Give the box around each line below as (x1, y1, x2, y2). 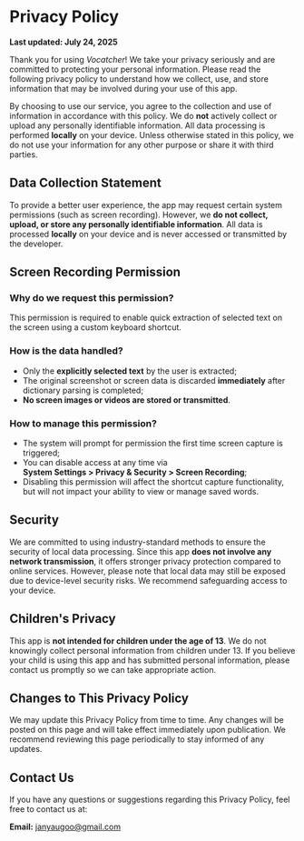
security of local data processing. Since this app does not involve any (9, 546, 272, 556)
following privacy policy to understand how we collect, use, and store (9, 73, 270, 84)
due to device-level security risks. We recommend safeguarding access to (9, 575, 288, 586)
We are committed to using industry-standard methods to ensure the (9, 536, 266, 547)
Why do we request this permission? (9, 292, 174, 305)
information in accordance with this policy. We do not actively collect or (9, 110, 278, 121)
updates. (9, 744, 43, 755)
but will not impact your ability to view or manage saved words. (22, 486, 260, 497)
